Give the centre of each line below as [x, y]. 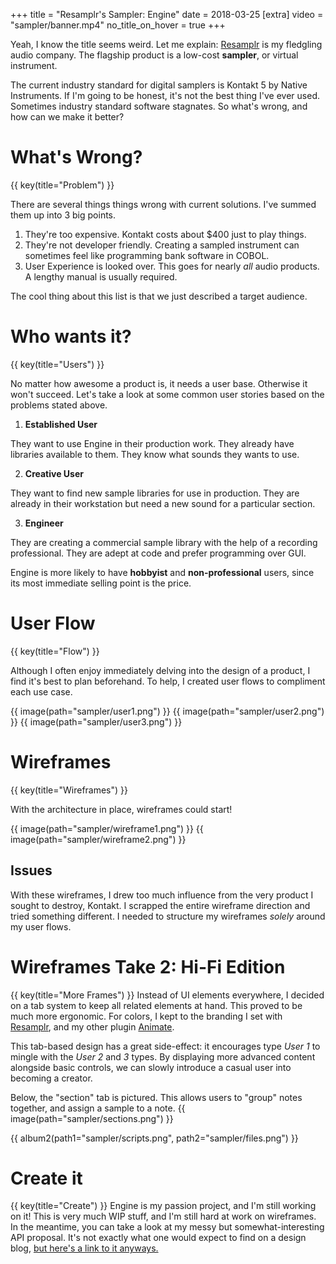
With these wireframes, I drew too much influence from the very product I [162, 895]
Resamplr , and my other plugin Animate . [92, 1026]
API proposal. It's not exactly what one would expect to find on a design [158, 1238]
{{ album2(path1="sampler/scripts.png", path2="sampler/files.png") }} [154, 1138]
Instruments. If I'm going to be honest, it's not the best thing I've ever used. [165, 95]
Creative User [54, 473]
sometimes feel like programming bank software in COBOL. [147, 255]
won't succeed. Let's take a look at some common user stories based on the [167, 394]
